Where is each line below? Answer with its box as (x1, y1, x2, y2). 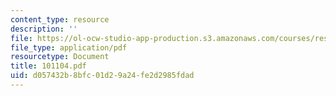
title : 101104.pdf (10, 61, 87, 71)
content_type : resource (10, 14, 110, 25)
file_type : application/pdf (10, 42, 128, 53)
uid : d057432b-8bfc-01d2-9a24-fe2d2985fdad (10, 71, 195, 81)
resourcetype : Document (10, 52, 110, 62)
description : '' (10, 24, 78, 34)
